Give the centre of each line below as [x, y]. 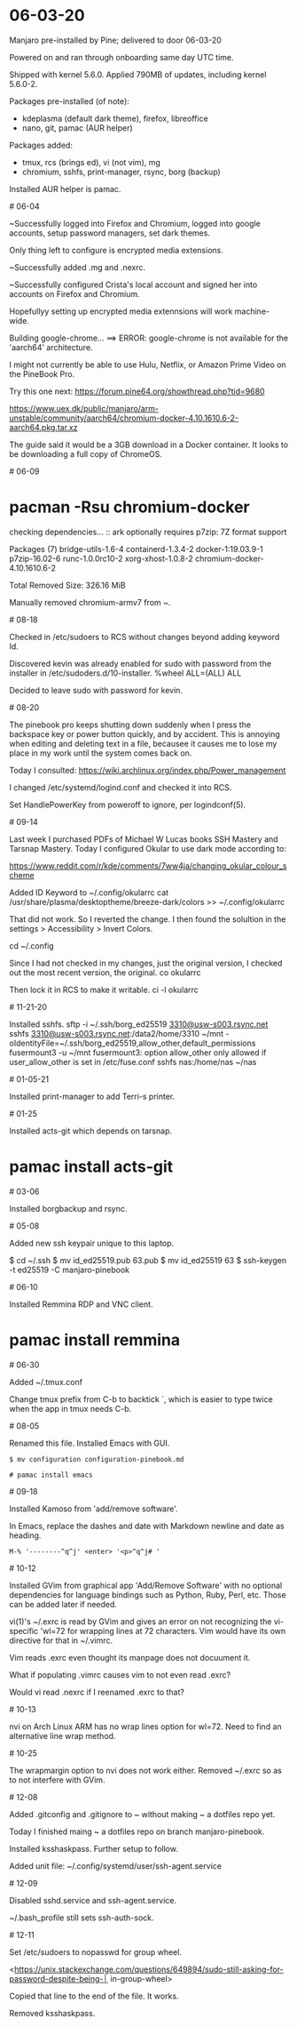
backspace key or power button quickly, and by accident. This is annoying [145, 733]
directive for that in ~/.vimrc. [61, 1640]
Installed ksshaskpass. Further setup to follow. [94, 1848]
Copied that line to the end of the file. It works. [94, 1996]
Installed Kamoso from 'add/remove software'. [94, 1509]
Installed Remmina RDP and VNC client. [81, 1304]
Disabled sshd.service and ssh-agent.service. [93, 1900]
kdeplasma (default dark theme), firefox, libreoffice [115, 118]
